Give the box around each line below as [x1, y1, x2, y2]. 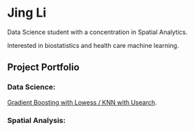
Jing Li [7, 5, 47, 21]
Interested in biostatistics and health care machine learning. [7, 41, 179, 49]
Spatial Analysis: [7, 115, 66, 125]
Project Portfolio [7, 61, 80, 74]
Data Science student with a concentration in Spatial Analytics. [7, 28, 188, 36]
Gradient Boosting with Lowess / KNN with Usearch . [7, 98, 157, 106]
